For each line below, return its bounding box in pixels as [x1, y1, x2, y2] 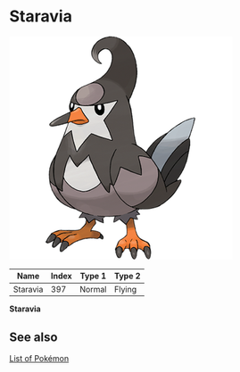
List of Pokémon [9, 353, 70, 363]
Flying [114, 284, 137, 294]
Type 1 [79, 270, 107, 282]
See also [9, 329, 58, 344]
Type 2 [114, 270, 141, 282]
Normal [79, 284, 107, 294]
